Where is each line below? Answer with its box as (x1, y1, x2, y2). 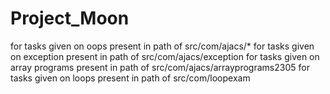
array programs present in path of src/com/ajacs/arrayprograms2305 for (10, 61, 310, 73)
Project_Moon (10, 7, 130, 30)
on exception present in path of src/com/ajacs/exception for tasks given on (10, 50, 320, 62)
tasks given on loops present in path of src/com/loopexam (10, 72, 251, 84)
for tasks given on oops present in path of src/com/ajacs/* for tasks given (10, 40, 315, 52)
